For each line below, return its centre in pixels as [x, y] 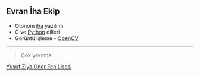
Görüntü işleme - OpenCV [46, 38]
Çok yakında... [38, 55]
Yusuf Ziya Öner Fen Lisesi [39, 67]
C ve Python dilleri [37, 32]
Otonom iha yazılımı [39, 25]
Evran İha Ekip [33, 11]
